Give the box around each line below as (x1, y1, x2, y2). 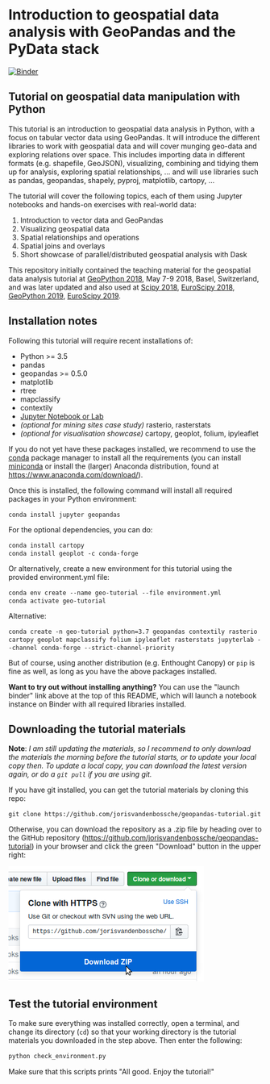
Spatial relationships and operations (19, 232, 139, 242)
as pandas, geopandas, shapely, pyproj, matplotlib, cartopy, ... (8, 175, 215, 185)
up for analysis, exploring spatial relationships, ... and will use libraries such (8, 167, 259, 177)
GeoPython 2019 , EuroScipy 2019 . (8, 290, 121, 300)
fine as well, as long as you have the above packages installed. (8, 666, 218, 676)
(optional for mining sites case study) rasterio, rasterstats (19, 419, 211, 429)
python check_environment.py (8, 1053, 106, 1061)
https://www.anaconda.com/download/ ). (8, 469, 143, 479)
